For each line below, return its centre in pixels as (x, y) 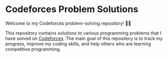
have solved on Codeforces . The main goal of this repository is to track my (84, 38)
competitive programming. (33, 49)
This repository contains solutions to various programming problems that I (83, 33)
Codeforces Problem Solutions (72, 9)
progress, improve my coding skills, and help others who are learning (78, 43)
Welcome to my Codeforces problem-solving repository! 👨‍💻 (68, 23)
